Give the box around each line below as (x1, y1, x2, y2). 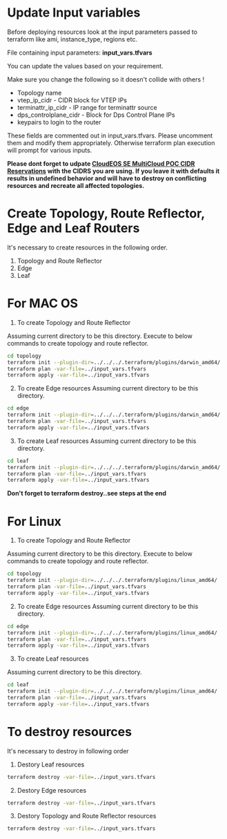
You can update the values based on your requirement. (7, 62, 164, 70)
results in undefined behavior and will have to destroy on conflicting (7, 174, 207, 182)
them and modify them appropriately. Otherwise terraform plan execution (7, 138, 215, 147)
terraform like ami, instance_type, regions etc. (7, 35, 138, 43)
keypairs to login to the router (17, 117, 101, 126)
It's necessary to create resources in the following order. (7, 243, 168, 252)
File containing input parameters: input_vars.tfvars (7, 48, 153, 57)
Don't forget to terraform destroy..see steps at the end (7, 489, 167, 498)
